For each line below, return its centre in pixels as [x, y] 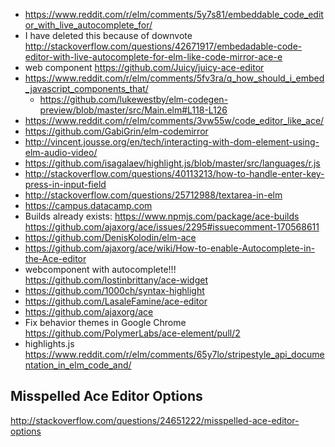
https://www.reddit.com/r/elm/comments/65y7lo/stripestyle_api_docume [174, 354]
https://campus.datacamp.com [88, 205]
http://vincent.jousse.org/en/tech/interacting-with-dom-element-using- [172, 142]
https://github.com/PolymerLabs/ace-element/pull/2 [132, 333]
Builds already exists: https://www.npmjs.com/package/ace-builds [162, 216]
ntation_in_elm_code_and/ [78, 365]
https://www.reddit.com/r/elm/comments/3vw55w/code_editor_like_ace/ [174, 120]
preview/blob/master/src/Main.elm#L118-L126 [133, 110]
